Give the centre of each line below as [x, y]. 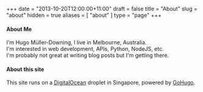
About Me [19, 29]
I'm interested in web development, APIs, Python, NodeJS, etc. [85, 49]
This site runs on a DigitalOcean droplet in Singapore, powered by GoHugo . [101, 83]
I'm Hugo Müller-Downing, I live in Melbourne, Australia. [77, 42]
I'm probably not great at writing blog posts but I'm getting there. [88, 55]
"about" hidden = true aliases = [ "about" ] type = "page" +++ [84, 15]
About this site [25, 69]
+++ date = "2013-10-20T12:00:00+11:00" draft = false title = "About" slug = [102, 9]
